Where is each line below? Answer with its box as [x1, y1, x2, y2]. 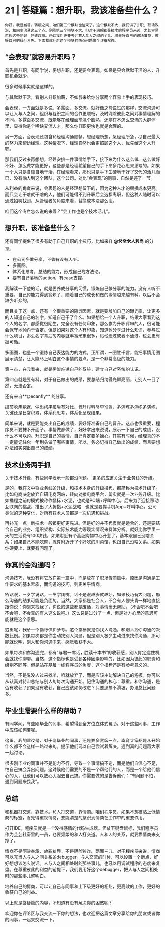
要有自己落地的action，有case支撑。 [12, 275, 86, 281]
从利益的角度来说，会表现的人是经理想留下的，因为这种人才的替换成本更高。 [5, 185, 160, 191]
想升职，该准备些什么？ [5, 224, 76, 232]
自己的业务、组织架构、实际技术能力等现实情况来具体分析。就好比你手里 [9, 526, 156, 532]
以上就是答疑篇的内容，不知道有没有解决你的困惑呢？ [5, 899, 113, 906]
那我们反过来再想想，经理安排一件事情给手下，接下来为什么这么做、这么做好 [5, 156, 160, 162]
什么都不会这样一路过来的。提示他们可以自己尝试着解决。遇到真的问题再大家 [5, 743, 160, 749]
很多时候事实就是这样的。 [5, 83, 57, 89]
